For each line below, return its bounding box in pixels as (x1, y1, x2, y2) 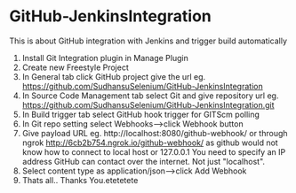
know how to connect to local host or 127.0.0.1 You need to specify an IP (21, 146, 286, 157)
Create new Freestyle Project (21, 62, 129, 73)
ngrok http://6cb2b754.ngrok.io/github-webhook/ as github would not (21, 137, 278, 148)
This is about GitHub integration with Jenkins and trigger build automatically (9, 35, 287, 46)
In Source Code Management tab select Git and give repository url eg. (21, 90, 279, 101)
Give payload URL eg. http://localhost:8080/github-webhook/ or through (21, 127, 288, 138)
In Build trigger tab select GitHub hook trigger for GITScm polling (21, 109, 260, 120)
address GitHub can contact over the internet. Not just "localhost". (21, 156, 265, 166)
